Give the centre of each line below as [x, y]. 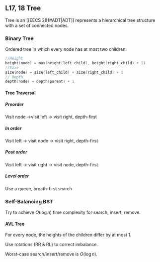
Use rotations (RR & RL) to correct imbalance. [52, 245]
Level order [17, 176]
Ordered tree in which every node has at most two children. [66, 49]
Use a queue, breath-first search [39, 188]
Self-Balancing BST [29, 201]
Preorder [14, 104]
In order [13, 128]
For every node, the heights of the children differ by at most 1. [68, 235]
